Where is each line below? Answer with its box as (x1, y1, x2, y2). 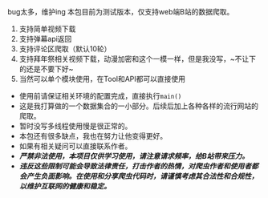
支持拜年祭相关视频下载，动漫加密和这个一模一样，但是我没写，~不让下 (18, 55, 257, 63)
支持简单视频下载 (18, 24, 76, 34)
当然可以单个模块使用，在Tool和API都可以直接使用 (18, 75, 186, 83)
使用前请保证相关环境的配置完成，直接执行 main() (18, 91, 182, 100)
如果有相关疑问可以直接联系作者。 (18, 141, 132, 151)
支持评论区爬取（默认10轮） (18, 44, 112, 54)
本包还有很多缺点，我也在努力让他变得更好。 (18, 131, 168, 140)
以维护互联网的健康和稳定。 (18, 181, 112, 191)
